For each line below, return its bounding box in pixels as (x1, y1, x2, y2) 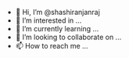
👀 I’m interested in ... (15, 16, 82, 25)
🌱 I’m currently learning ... (15, 24, 99, 33)
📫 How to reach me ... (15, 42, 88, 50)
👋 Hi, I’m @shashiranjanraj (15, 8, 100, 16)
